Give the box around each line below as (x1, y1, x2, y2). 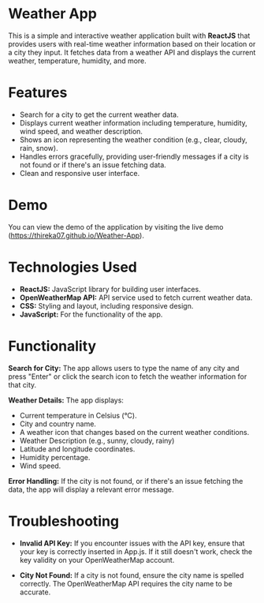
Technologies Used (8, 258, 138, 276)
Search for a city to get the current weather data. (19, 110, 179, 119)
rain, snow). (19, 143, 58, 152)
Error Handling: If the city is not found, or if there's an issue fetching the (8, 476, 244, 485)
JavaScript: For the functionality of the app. (19, 309, 163, 319)
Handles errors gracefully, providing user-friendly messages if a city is (19, 152, 250, 161)
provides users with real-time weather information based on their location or (8, 39, 256, 48)
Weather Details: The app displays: (8, 395, 125, 405)
